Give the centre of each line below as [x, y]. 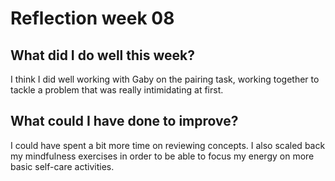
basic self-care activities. [62, 166]
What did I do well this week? [103, 55]
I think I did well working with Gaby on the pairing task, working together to [165, 79]
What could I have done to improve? [124, 121]
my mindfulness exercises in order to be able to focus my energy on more [162, 156]
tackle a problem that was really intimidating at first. [117, 90]
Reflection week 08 [92, 18]
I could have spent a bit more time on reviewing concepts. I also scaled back [168, 145]
